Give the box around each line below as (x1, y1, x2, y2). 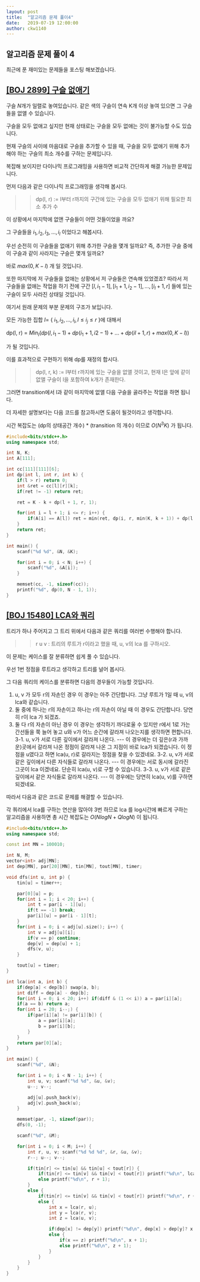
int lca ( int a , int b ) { (6, 979, 68, 984)
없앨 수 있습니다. (17, 109, 55, 116)
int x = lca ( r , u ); (48, 1204, 97, 1210)
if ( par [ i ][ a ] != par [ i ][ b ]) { (27, 1012, 102, 1019)
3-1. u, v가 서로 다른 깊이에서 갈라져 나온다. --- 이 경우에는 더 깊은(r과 (14, 735, 177, 743)
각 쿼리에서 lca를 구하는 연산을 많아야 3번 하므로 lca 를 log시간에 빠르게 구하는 (6, 806, 189, 813)
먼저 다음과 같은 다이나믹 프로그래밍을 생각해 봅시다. (6, 183, 127, 190)
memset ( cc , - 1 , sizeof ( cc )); (17, 581, 89, 587)
